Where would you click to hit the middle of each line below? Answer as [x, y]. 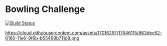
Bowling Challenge [45, 9]
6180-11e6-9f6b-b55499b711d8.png [42, 38]
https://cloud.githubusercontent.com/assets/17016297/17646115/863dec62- [83, 32]
